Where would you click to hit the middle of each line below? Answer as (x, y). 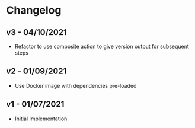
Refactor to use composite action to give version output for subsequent (102, 46)
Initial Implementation (41, 119)
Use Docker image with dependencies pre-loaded (76, 85)
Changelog (34, 10)
